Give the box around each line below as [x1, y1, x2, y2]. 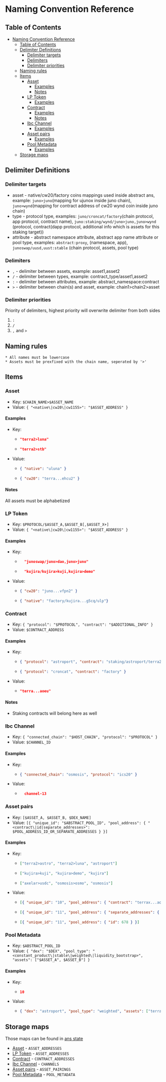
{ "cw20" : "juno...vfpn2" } [19, 588, 78, 594]
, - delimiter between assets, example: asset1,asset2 [12, 268, 120, 274]
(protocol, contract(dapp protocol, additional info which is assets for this [12, 223, 160, 229]
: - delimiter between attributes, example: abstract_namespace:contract [12, 278, 160, 285]
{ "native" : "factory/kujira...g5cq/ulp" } [19, 598, 109, 604]
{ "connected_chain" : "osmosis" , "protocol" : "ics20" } [19, 772, 137, 777]
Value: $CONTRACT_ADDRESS [12, 626, 64, 632]
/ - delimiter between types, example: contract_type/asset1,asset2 [12, 273, 148, 279]
